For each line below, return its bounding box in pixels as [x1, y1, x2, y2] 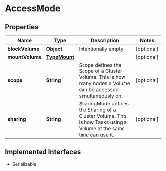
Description [90, 37, 120, 44]
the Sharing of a [79, 106, 116, 113]
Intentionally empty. [79, 45, 125, 52]
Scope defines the [79, 62, 122, 68]
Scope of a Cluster [79, 68, 123, 74]
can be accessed [79, 86, 119, 93]
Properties [5, 23, 39, 31]
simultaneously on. [79, 92, 123, 99]
